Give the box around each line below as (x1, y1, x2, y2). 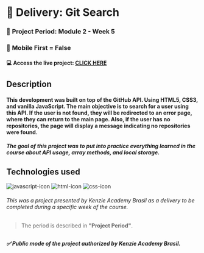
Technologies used (6, 166, 80, 177)
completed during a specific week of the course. (6, 203, 128, 210)
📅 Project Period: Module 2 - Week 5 (6, 27, 115, 36)
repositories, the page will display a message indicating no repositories (6, 122, 191, 129)
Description (6, 79, 52, 90)
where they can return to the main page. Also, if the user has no (6, 115, 171, 123)
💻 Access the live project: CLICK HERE (6, 59, 107, 66)
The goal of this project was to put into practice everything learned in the (6, 143, 196, 150)
